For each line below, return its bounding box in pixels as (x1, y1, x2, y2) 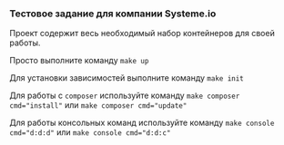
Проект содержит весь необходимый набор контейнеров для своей (9, 28, 275, 39)
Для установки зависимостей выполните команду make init (9, 72, 244, 83)
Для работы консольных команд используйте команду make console (9, 117, 275, 129)
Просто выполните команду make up (9, 55, 149, 66)
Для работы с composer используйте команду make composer (9, 90, 240, 101)
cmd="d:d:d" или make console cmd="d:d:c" (9, 127, 171, 138)
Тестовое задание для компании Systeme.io (9, 7, 217, 20)
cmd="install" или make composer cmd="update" (9, 100, 188, 111)
